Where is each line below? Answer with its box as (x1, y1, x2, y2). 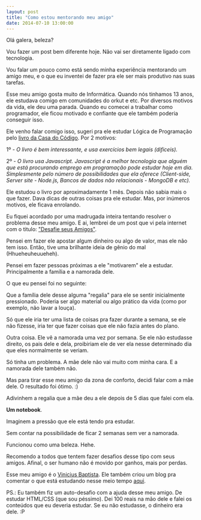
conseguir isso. (6, 116, 44, 123)
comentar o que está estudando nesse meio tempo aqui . (6, 477, 146, 484)
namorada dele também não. (6, 365, 77, 372)
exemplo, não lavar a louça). (6, 305, 76, 312)
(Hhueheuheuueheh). (6, 250, 59, 258)
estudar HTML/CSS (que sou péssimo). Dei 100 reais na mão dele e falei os (6, 495, 192, 503)
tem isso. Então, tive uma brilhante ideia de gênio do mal (6, 244, 146, 251)
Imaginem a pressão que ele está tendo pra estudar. (6, 418, 135, 425)
